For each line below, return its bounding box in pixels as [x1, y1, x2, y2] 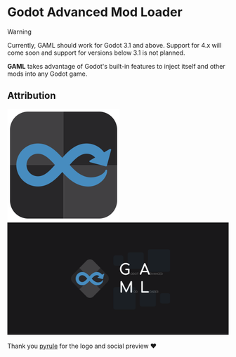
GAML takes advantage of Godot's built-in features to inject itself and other [7, 62, 226, 70]
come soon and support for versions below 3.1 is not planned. [7, 48, 185, 57]
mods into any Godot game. [7, 69, 88, 78]
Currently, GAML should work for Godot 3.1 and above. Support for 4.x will [7, 41, 222, 49]
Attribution [7, 90, 56, 102]
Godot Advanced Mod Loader [7, 4, 183, 20]
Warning [7, 27, 32, 36]
